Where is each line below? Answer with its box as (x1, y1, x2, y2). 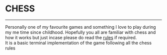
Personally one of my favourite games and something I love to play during (5, 24, 156, 30)
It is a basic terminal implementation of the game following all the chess (5, 40, 152, 46)
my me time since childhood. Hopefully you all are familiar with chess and (5, 29, 156, 35)
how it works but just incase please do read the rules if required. (5, 34, 137, 40)
